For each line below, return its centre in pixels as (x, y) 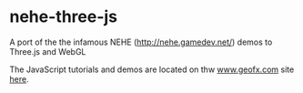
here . (19, 78)
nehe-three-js (64, 17)
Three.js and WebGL (48, 51)
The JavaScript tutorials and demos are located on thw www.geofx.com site (152, 69)
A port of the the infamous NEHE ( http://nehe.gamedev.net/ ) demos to (141, 42)
